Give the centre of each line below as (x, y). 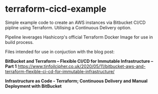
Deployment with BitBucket (34, 86)
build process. (20, 42)
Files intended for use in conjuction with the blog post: (60, 52)
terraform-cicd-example (56, 9)
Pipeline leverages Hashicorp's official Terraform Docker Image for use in (79, 37)
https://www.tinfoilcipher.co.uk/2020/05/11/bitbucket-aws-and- (82, 66)
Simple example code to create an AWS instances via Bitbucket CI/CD (75, 22)
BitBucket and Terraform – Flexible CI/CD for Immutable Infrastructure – (79, 61)
